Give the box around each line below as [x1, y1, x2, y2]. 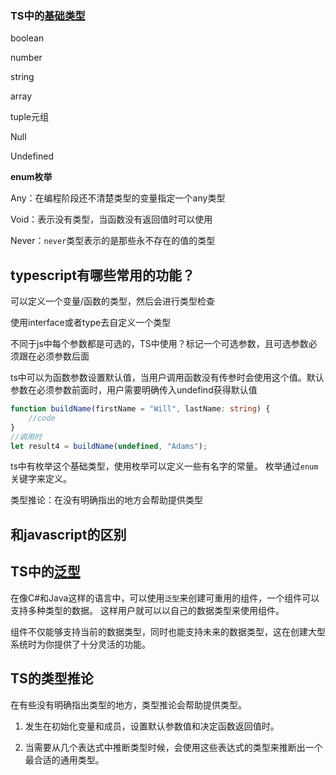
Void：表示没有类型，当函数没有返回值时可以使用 [10, 213, 213, 226]
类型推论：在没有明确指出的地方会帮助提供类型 [10, 494, 203, 506]
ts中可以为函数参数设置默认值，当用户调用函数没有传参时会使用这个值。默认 [10, 372, 325, 384]
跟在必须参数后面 [18, 350, 90, 362]
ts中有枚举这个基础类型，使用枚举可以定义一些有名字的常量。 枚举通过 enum [10, 460, 319, 472]
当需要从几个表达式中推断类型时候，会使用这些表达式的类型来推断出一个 [24, 741, 323, 753]
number [10, 52, 43, 64]
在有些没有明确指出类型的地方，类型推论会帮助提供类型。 [10, 698, 247, 711]
